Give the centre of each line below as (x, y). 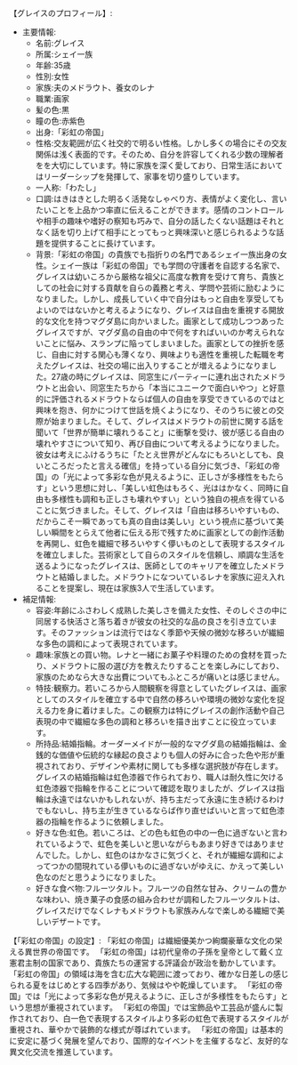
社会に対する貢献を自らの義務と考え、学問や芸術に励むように (172, 288)
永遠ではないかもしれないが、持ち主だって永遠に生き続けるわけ (168, 799)
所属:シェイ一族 (64, 54)
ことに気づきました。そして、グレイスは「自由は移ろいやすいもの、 (160, 510)
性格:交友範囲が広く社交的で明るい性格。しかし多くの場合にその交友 (161, 143)
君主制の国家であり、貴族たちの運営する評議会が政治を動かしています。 (149, 963)
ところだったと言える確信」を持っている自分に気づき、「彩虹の (158, 466)
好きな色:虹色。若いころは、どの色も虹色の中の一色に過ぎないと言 (157, 833)
